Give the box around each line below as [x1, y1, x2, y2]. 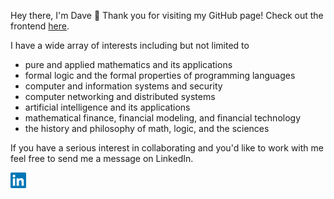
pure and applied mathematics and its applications [24, 59, 233, 70]
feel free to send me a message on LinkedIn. [10, 153, 194, 164]
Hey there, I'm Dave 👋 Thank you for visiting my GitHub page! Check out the [10, 10, 324, 21]
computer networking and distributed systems [24, 91, 216, 102]
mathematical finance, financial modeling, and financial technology [24, 112, 302, 124]
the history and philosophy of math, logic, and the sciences [24, 123, 270, 134]
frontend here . [10, 20, 70, 32]
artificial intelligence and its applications [24, 101, 191, 113]
